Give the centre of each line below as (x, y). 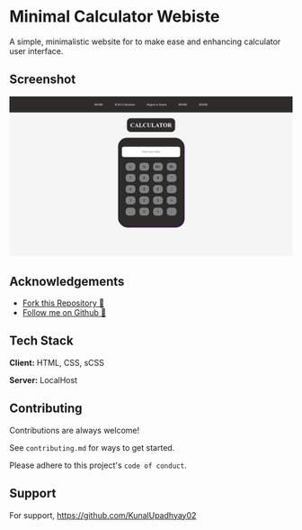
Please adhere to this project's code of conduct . (98, 465)
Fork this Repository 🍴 (63, 303)
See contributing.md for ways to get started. (92, 447)
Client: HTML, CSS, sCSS (57, 362)
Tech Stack (41, 341)
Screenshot (43, 80)
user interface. (36, 50)
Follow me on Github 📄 (64, 313)
